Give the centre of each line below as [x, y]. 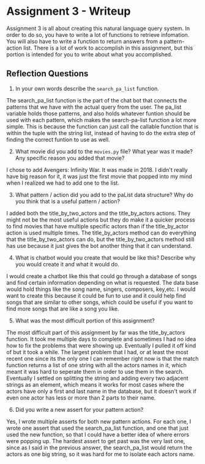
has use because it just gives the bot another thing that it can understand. [99, 246]
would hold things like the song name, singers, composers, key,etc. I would [101, 289]
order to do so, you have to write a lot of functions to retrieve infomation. [98, 34]
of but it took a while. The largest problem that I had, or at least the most [97, 352]
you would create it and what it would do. [67, 264]
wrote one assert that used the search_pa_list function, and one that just [97, 428]
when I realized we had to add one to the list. [63, 183]
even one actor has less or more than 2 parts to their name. [81, 398]
